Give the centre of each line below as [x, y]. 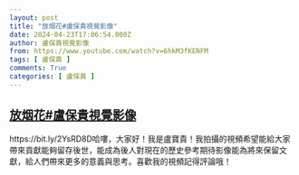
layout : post [34, 18]
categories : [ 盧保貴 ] [52, 77]
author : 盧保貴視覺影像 [49, 43]
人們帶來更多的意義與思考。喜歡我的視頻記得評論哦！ [132, 161]
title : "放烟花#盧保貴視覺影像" [63, 26]
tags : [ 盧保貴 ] [40, 60]
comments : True [38, 69]
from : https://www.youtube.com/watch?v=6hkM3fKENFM [109, 51]
